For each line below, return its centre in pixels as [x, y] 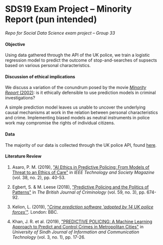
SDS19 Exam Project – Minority [68, 9]
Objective [15, 44]
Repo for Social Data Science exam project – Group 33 [60, 33]
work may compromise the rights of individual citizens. [60, 123]
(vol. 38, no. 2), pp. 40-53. [39, 178]
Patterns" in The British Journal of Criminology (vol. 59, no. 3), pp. [79, 192]
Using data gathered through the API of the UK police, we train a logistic [78, 55]
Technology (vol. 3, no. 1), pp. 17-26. [49, 237]
